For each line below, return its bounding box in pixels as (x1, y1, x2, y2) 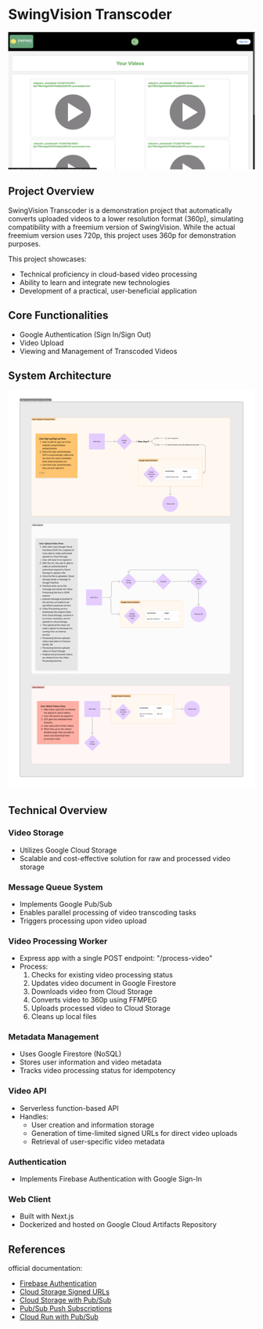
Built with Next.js (19, 1211, 74, 1221)
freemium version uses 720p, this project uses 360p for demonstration (8, 230, 236, 240)
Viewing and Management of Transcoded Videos (19, 346, 178, 356)
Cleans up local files (31, 1012, 97, 1021)
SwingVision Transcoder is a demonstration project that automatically (8, 206, 232, 215)
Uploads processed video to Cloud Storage (31, 1003, 171, 1013)
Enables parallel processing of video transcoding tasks (19, 907, 197, 917)
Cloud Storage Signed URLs (19, 1287, 110, 1297)
